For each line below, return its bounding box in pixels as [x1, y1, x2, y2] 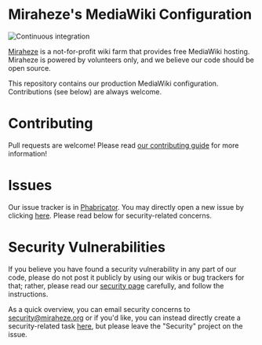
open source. [8, 63, 51, 72]
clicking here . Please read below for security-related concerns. [8, 211, 212, 220]
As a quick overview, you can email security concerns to [8, 304, 191, 314]
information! [8, 149, 48, 158]
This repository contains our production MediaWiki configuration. [8, 79, 219, 88]
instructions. [8, 289, 49, 299]
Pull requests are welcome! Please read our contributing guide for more [8, 140, 239, 150]
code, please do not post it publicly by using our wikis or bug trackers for [8, 273, 245, 282]
